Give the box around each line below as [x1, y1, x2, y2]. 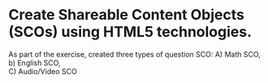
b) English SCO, [8, 58, 61, 68]
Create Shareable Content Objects [8, 6, 245, 24]
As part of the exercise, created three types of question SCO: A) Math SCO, [8, 49, 262, 59]
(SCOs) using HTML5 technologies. [8, 23, 252, 41]
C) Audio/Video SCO [8, 66, 77, 76]
